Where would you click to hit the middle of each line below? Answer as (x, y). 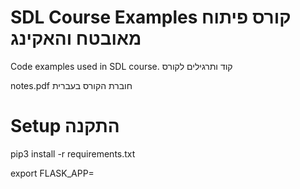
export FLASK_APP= (52, 173)
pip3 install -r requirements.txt (73, 153)
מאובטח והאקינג (76, 38)
